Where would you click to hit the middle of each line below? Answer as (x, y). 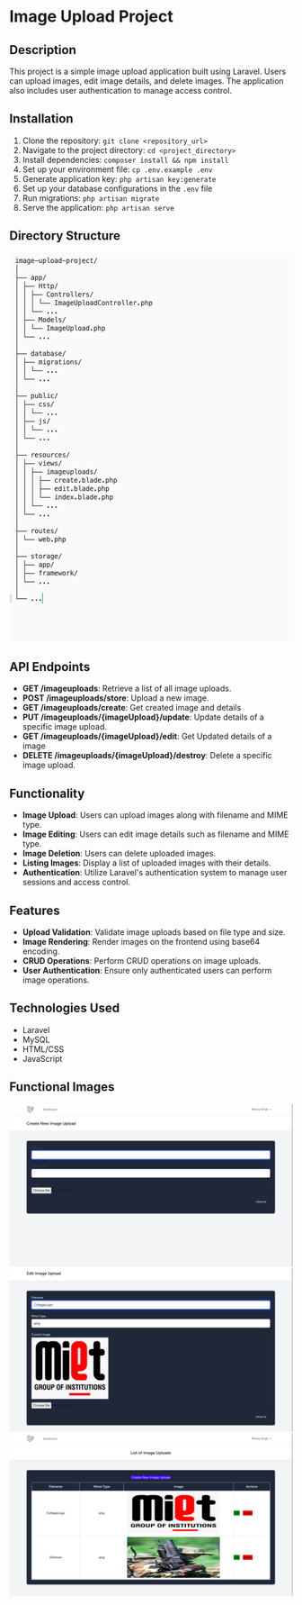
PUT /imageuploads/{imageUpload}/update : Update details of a (143, 717)
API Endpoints (50, 667)
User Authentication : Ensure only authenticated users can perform (147, 971)
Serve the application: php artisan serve (98, 207)
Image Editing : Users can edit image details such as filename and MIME (155, 834)
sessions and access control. (76, 882)
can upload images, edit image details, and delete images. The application (147, 81)
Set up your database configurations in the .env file (117, 188)
